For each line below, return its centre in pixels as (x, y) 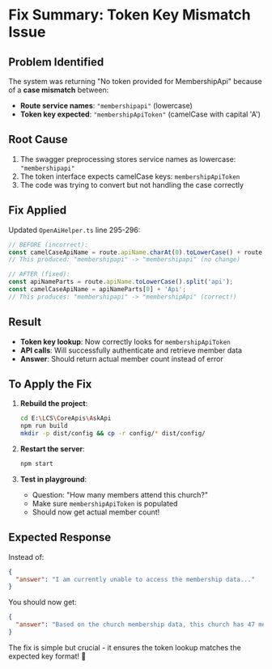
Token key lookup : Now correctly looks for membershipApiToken (125, 341)
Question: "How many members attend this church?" (120, 494)
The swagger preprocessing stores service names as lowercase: (128, 159)
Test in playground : (53, 479)
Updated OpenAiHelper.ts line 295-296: (74, 230)
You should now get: (42, 602)
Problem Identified (56, 62)
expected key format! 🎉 (47, 656)
